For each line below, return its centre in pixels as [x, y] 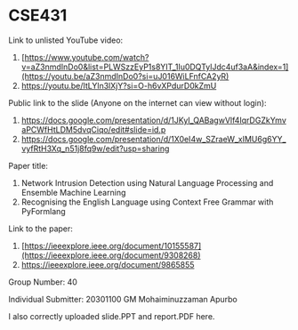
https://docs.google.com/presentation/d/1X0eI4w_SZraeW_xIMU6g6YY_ [153, 139]
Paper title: [28, 165]
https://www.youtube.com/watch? [87, 57]
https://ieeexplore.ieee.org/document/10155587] [113, 245]
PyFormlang [43, 211]
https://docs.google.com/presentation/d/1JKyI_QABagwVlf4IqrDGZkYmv [153, 120]
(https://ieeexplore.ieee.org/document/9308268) [111, 255]
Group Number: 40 [43, 282]
